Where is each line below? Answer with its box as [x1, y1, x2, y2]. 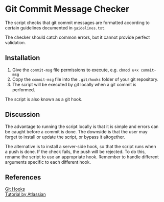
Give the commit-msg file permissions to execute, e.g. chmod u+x [12, 67, 139, 73]
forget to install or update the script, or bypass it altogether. [5, 134, 125, 140]
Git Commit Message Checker [5, 3, 130, 15]
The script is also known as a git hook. [5, 96, 83, 102]
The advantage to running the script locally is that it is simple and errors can [5, 124, 159, 129]
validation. [5, 39, 26, 45]
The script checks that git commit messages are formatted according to [5, 20, 150, 25]
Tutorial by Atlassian [5, 191, 46, 197]
